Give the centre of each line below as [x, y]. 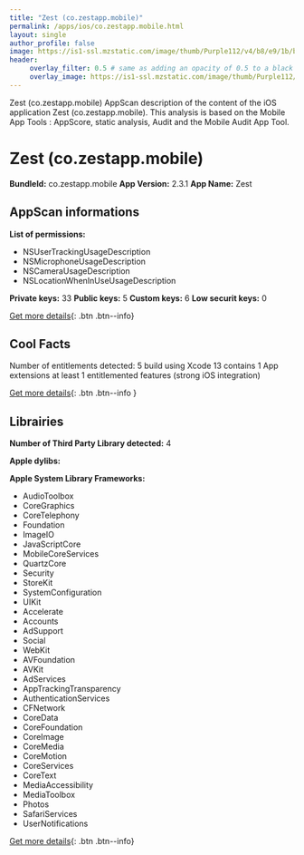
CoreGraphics [48, 506]
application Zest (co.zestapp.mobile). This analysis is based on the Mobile [147, 112]
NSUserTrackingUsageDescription [86, 251]
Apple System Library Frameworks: [77, 479]
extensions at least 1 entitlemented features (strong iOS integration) [135, 375]
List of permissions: [47, 234]
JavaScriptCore [52, 544]
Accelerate [43, 612]
